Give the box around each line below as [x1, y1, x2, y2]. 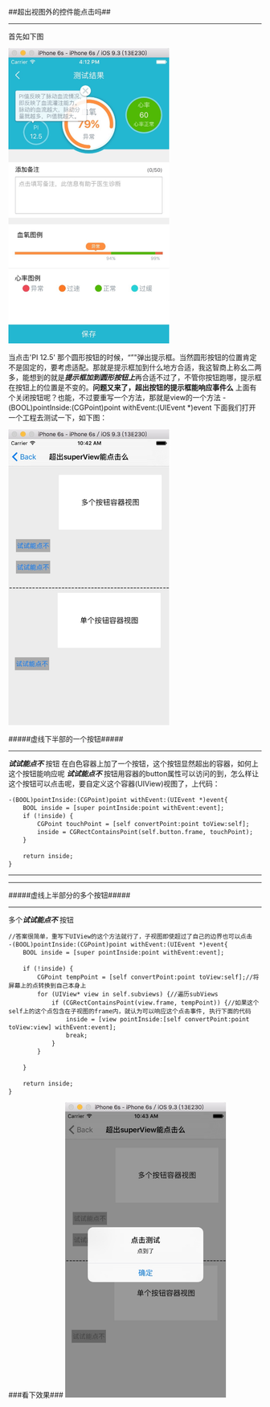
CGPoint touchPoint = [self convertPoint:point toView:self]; [37, 820, 250, 828]
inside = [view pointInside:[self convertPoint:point [65, 1015, 250, 1023]
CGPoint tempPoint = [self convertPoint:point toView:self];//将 [37, 973, 260, 981]
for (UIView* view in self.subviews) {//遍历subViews [37, 990, 219, 998]
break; [65, 1031, 88, 1039]
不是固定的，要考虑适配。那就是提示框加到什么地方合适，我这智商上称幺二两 [8, 362, 262, 372]
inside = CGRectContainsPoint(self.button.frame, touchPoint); [37, 828, 253, 836]
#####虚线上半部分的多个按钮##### [8, 890, 131, 900]
